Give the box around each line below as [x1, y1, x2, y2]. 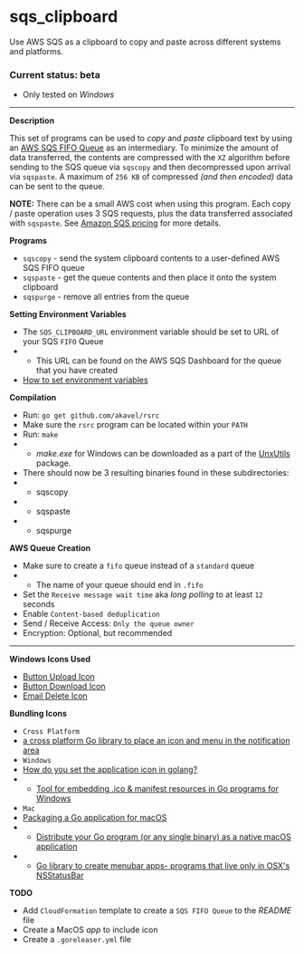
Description [9, 115, 55, 126]
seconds [22, 599, 55, 610]
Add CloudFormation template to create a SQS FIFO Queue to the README [22, 905, 292, 916]
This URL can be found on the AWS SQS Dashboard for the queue [35, 355, 282, 366]
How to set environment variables [22, 374, 148, 386]
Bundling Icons [9, 708, 68, 719]
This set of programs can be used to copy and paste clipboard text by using [9, 133, 292, 144]
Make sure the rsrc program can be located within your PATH [22, 419, 249, 430]
